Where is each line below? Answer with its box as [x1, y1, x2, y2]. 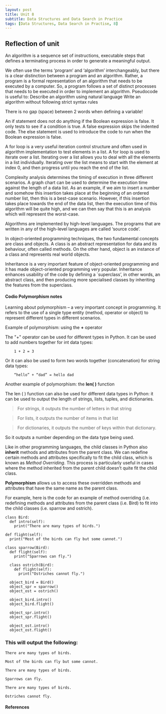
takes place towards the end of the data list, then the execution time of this [5, 201, 157, 207]
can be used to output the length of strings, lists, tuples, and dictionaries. [5, 396, 154, 402]
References [5, 704, 30, 710]
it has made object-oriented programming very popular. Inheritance [5, 266, 142, 273]
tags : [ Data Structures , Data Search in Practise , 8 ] [5, 21, 119, 26]
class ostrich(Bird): [9, 563, 54, 568]
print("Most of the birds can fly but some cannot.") [9, 537, 123, 542]
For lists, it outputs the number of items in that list [17, 415, 119, 421]
